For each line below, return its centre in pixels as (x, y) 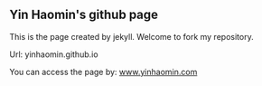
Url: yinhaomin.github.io (54, 54)
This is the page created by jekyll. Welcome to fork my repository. (132, 36)
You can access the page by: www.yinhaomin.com (103, 72)
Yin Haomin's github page (84, 15)
